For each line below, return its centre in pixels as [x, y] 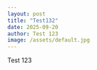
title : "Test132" [33, 21]
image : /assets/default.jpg [49, 40]
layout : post [27, 14]
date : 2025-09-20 [33, 27]
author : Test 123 [33, 34]
